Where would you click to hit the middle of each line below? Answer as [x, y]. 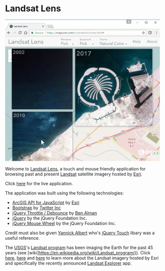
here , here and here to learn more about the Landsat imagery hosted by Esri [82, 258]
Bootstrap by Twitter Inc [37, 208]
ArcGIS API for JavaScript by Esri [46, 203]
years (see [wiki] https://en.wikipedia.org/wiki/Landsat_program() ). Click [78, 253]
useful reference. [23, 238]
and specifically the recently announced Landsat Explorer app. [69, 263]
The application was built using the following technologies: [65, 193]
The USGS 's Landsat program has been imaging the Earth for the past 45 [79, 247]
